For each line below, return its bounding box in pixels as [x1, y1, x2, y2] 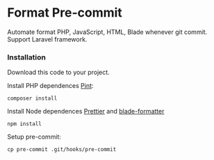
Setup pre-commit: [7, 133, 61, 141]
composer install [7, 95, 58, 102]
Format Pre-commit [7, 5, 123, 21]
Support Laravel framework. [7, 35, 88, 43]
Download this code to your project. [7, 68, 110, 77]
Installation [7, 52, 47, 62]
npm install [7, 121, 42, 127]
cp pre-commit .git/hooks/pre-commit [7, 146, 117, 153]
